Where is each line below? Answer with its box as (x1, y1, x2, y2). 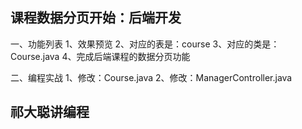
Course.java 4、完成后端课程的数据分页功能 (10, 50, 191, 62)
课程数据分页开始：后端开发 (10, 9, 182, 27)
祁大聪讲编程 (10, 104, 90, 121)
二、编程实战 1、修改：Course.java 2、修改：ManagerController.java (10, 71, 293, 83)
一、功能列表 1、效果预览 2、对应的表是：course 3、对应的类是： (10, 38, 280, 50)
